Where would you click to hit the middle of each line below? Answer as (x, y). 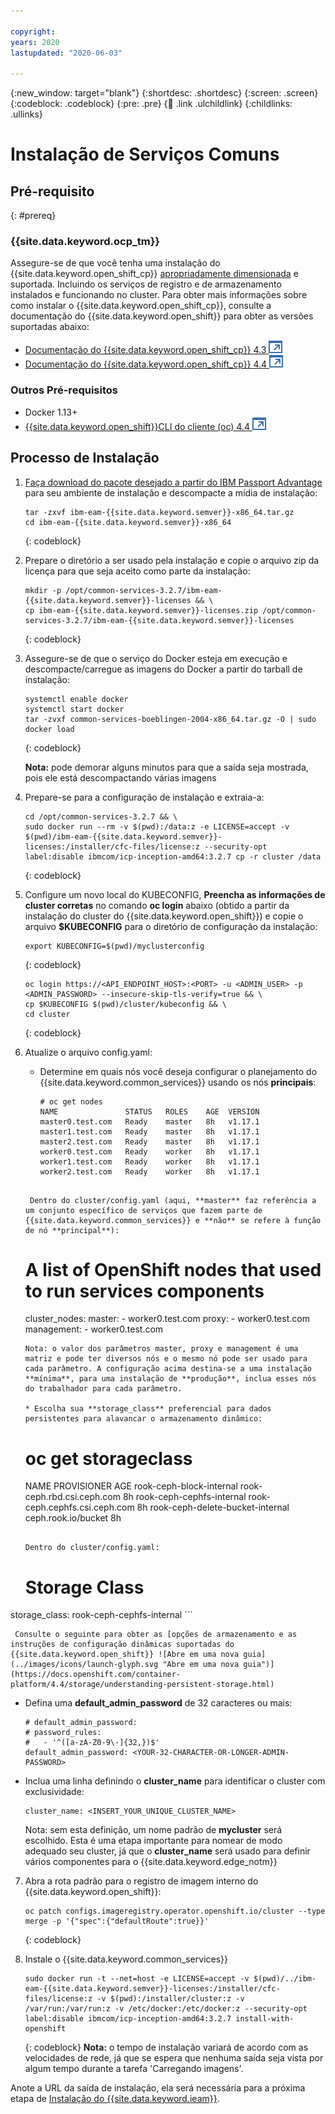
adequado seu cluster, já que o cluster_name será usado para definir (167, 1851)
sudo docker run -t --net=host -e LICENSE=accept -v (137, 1979)
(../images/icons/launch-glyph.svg (84, 1665)
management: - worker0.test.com (94, 1329)
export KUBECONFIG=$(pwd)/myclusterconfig (114, 946)
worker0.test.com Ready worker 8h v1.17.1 (149, 1151)
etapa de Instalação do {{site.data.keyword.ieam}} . (115, 2099)
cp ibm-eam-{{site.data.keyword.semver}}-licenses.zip (141, 610)
